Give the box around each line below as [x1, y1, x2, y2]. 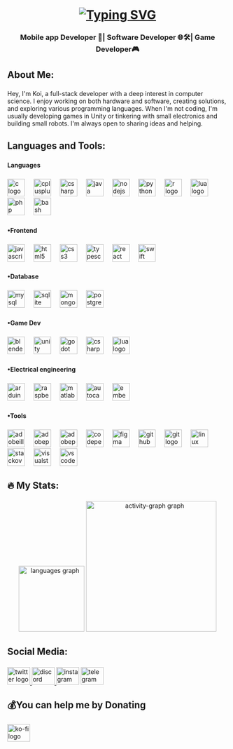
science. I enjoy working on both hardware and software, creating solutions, [7, 97, 227, 105]
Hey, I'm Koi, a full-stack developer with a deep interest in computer [7, 90, 204, 98]
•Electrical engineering [7, 365, 76, 374]
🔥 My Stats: [7, 480, 59, 492]
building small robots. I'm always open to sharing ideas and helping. [7, 119, 203, 128]
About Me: [7, 69, 55, 81]
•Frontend [7, 226, 38, 234]
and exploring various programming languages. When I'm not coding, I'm [7, 104, 218, 113]
